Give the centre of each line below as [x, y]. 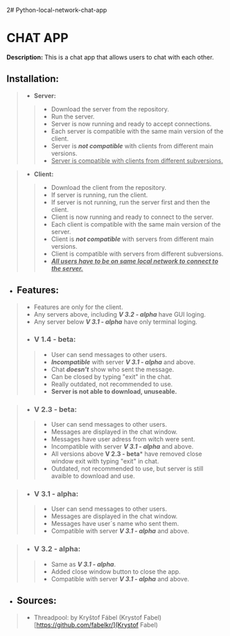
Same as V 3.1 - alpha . [83, 564]
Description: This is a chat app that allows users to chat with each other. [110, 57]
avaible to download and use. [93, 476]
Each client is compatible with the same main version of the [136, 224]
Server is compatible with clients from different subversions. [137, 160]
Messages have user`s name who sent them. [115, 524]
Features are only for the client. [78, 307]
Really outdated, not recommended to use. [112, 384]
